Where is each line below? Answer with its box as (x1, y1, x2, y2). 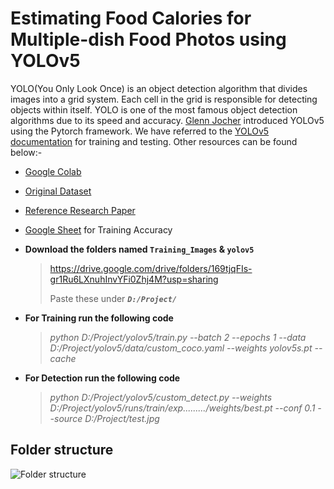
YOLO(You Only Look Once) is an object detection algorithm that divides (10, 82, 308, 94)
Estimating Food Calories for (10, 7, 252, 30)
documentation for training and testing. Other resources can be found (10, 135, 298, 147)
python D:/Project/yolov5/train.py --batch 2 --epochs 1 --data (49, 331, 307, 343)
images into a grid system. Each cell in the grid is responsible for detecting (10, 93, 318, 105)
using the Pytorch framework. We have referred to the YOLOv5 (10, 125, 270, 137)
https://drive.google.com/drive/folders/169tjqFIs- (49, 262, 253, 274)
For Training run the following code (24, 312, 174, 324)
